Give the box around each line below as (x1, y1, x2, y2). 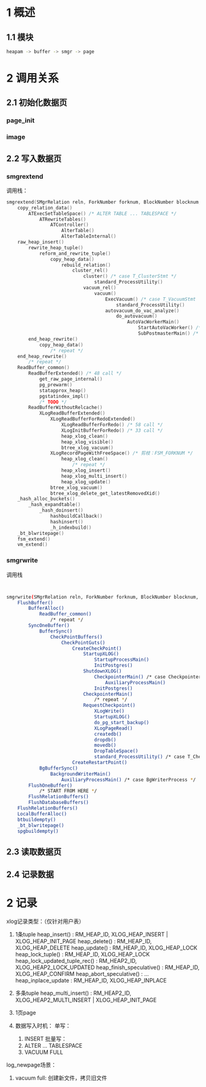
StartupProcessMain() (94, 656, 150, 663)
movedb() (94, 742, 116, 749)
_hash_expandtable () (28, 502, 81, 508)
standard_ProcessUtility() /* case (94, 754, 185, 760)
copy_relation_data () (17, 205, 72, 211)
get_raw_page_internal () (39, 376, 103, 383)
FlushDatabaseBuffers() (28, 800, 89, 806)
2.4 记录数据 (6, 870, 54, 880)
